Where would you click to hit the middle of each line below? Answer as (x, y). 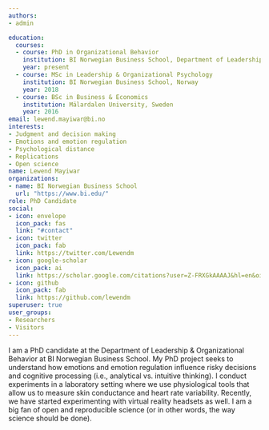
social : (21, 209)
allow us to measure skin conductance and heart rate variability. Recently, (130, 392)
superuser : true (35, 305)
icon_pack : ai (39, 268)
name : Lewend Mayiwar (44, 171)
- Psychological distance (51, 149)
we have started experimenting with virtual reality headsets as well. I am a (130, 401)
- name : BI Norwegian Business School (73, 186)
